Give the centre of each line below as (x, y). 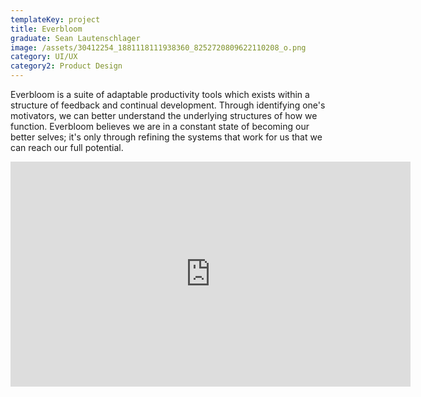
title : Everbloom (46, 29)
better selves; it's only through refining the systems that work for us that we (166, 137)
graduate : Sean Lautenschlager (75, 38)
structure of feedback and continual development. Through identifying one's (168, 105)
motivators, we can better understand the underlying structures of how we (164, 115)
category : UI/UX (44, 57)
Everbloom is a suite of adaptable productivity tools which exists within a (160, 94)
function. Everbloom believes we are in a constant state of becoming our (160, 126)
